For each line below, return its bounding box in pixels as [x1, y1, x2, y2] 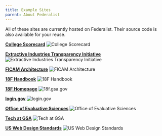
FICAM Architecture [5, 66, 48, 72]
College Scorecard [5, 41, 46, 47]
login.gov [5, 96, 26, 102]
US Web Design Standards [5, 125, 62, 131]
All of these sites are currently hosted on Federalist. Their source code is [5, 26, 157, 32]
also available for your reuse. [5, 31, 66, 37]
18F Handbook [5, 76, 36, 82]
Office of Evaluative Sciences [5, 105, 69, 111]
